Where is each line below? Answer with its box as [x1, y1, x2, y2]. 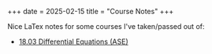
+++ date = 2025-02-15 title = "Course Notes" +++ [7, 7, 174, 16]
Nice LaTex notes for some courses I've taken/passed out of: [7, 22, 205, 31]
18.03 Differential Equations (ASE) [18, 37, 128, 46]
